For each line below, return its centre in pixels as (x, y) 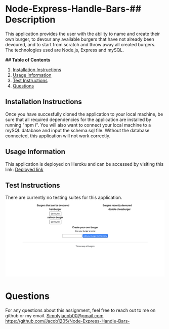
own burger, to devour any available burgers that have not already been (80, 39)
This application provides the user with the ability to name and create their (83, 34)
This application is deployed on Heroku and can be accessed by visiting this (85, 164)
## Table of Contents (28, 59)
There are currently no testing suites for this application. (64, 198)
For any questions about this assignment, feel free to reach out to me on (80, 310)
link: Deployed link (25, 169)
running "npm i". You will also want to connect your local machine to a (78, 125)
